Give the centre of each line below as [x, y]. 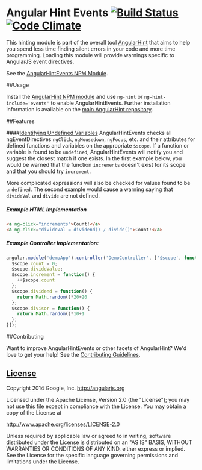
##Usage [18, 85]
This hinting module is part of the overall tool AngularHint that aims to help [98, 42]
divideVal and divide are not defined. [53, 195]
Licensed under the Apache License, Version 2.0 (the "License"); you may [98, 399]
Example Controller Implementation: [53, 243]
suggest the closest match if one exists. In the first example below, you [94, 158]
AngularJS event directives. [40, 61]
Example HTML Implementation [47, 209]
